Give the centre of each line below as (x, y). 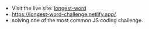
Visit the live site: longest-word (49, 8)
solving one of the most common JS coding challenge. (77, 20)
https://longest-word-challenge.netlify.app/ (64, 14)
